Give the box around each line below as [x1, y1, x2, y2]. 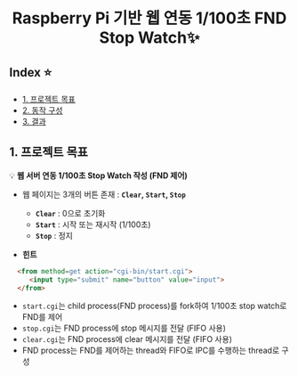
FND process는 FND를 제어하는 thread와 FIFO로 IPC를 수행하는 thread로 [21, 345, 280, 356]
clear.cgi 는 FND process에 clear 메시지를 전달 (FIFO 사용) [21, 334, 233, 345]
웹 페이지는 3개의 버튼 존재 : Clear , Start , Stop [21, 189, 187, 200]
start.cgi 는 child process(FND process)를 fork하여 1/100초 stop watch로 [21, 300, 287, 312]
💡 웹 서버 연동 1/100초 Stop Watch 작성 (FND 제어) [9, 170, 189, 181]
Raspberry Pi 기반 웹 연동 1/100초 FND [12, 8, 287, 29]
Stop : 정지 [35, 230, 73, 240]
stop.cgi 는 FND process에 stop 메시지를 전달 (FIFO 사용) [21, 322, 227, 334]
